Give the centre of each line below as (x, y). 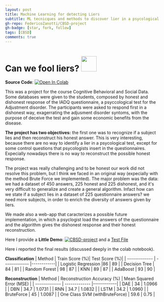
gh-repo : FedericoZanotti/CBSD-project (46, 23)
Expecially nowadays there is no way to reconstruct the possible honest (78, 153)
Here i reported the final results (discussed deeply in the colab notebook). (80, 249)
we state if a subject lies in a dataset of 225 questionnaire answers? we (77, 194)
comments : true (21, 37)
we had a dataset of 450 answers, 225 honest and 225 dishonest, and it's (80, 184)
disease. (14, 123)
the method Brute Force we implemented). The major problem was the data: (82, 179)
